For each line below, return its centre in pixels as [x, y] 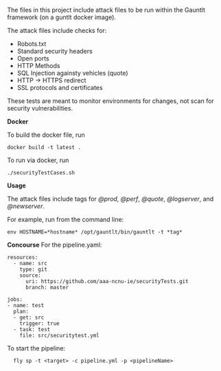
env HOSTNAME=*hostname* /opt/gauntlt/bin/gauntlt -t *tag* [95, 232]
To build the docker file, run [46, 135]
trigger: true [39, 324]
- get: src [29, 317]
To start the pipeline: [36, 348]
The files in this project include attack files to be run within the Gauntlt [106, 10]
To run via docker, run [38, 160]
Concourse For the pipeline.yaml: [55, 245]
